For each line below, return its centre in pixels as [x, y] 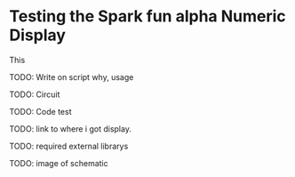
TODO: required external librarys [69, 146]
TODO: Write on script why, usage [72, 76]
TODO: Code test [40, 111]
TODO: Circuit [35, 94]
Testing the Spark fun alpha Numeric [147, 16]
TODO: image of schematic [59, 163]
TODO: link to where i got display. [70, 129]
